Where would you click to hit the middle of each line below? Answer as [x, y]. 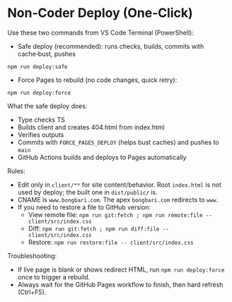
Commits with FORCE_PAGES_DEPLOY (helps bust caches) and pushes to [118, 142]
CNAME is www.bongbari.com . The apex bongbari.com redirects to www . [118, 199]
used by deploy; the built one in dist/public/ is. [87, 192]
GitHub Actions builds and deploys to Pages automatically [102, 157]
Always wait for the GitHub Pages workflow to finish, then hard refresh [120, 284]
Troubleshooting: [32, 255]
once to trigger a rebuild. [54, 277]
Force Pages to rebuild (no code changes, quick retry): [97, 80]
